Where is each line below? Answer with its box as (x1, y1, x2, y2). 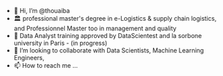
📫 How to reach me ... (13, 61, 78, 69)
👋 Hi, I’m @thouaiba (13, 7, 70, 15)
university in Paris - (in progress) (13, 39, 108, 47)
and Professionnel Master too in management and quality (13, 24, 177, 32)
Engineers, (13, 54, 45, 61)
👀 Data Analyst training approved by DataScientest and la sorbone (13, 32, 202, 39)
